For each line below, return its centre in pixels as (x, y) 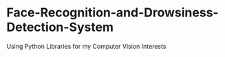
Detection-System (60, 27)
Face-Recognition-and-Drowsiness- (112, 13)
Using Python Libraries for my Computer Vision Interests (86, 46)
